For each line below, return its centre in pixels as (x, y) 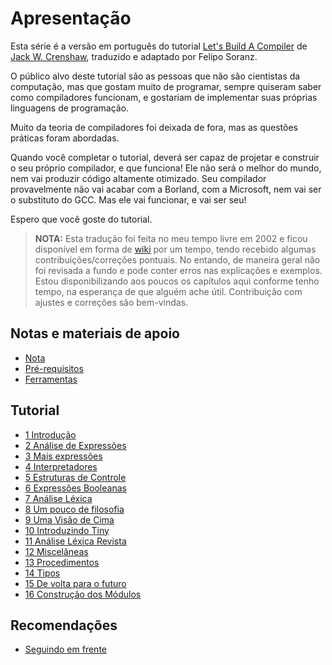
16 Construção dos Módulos (83, 594)
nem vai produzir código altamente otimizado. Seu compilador (138, 178)
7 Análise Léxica (58, 498)
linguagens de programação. (70, 108)
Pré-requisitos (54, 368)
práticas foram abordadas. (65, 138)
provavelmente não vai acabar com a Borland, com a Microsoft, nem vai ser (166, 189)
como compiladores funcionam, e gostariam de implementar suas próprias (164, 97)
